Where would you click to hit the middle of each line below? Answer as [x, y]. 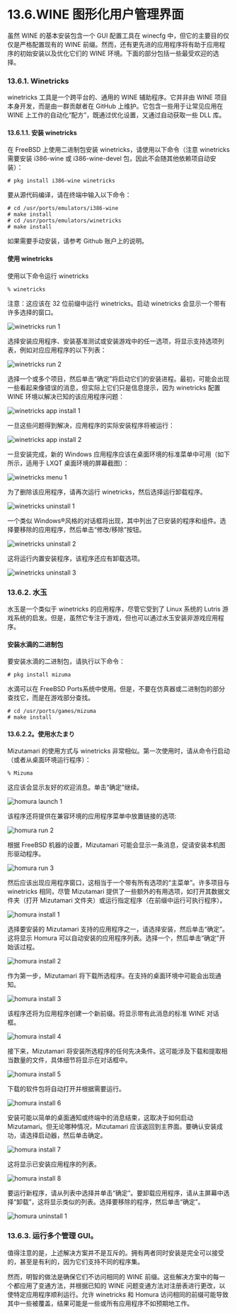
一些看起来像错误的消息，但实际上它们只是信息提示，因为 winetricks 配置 [114, 387]
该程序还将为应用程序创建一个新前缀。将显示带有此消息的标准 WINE [106, 1014]
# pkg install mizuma [39, 675]
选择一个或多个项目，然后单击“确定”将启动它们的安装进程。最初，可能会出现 [118, 379]
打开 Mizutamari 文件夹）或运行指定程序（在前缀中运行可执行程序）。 [126, 900]
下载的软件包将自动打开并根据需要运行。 [66, 1089]
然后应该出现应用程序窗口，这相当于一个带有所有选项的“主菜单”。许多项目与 [118, 883]
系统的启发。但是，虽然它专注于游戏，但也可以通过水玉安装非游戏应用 [115, 617]
